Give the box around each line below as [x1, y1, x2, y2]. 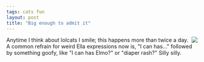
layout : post [6, 14, 39, 20]
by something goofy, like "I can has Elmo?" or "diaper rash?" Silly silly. [6, 49, 182, 57]
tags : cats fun [6, 8, 45, 15]
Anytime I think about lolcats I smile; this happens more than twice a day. [6, 37, 189, 44]
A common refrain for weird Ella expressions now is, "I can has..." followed [6, 43, 192, 50]
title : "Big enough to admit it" [6, 20, 91, 26]
